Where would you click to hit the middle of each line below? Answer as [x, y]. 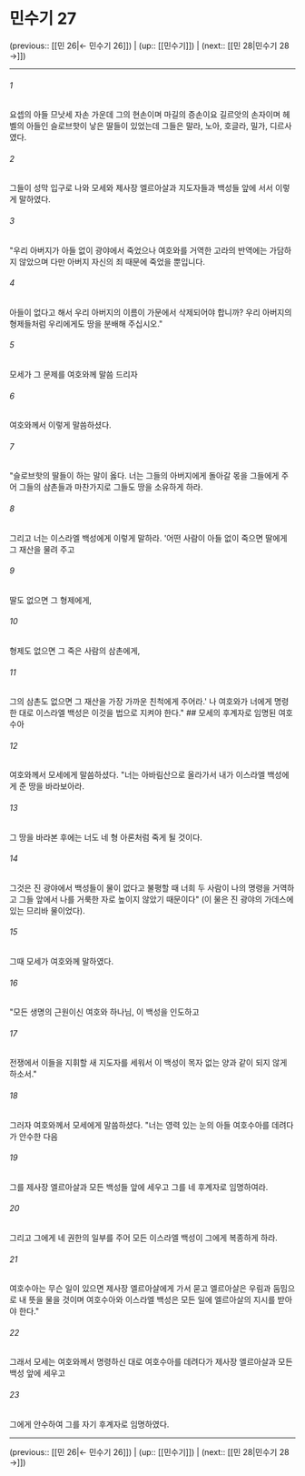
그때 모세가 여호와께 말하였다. [62, 961]
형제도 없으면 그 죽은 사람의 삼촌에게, [75, 651]
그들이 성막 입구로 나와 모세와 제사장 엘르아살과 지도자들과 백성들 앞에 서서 [142, 188]
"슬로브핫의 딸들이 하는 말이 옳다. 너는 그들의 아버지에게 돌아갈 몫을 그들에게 [144, 476]
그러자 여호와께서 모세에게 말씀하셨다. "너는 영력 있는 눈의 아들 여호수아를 [140, 1125]
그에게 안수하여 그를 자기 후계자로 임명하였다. [89, 1424]
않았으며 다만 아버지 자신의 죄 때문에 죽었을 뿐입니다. [112, 261]
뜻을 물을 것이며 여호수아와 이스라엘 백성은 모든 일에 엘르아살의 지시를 [152, 1300]
